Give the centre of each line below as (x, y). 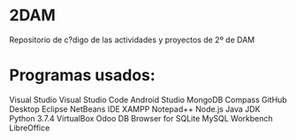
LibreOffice (30, 128)
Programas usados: (83, 75)
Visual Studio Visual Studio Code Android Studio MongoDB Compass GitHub (148, 99)
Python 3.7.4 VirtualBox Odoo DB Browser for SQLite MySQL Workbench (141, 118)
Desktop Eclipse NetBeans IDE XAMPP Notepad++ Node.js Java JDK (135, 109)
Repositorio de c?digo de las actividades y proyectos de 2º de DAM (132, 40)
